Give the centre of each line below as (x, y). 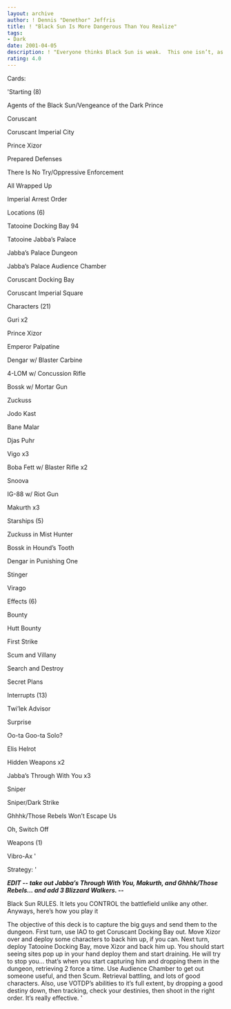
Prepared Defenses (34, 158)
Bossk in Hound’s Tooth (41, 547)
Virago (17, 588)
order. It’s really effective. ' (45, 998)
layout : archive (30, 13)
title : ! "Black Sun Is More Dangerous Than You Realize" (92, 26)
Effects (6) (22, 601)
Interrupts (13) (27, 695)
